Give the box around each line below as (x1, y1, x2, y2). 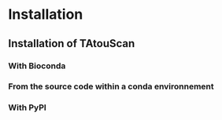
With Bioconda (8, 60, 66, 71)
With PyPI (8, 102, 47, 113)
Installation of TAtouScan (8, 37, 135, 50)
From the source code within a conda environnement (8, 81, 214, 92)
